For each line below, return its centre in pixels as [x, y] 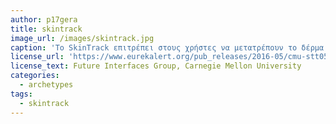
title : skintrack [46, 29]
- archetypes [46, 85]
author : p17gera [44, 19]
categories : [35, 76]
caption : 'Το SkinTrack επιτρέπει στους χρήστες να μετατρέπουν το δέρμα [167, 47]
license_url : [37, 57]
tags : [21, 94]
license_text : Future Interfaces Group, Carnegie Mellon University [156, 66]
